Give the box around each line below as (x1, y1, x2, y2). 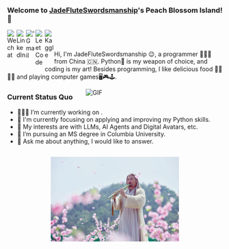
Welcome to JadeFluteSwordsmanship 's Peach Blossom (7, 5, 198, 15)
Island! (199, 5, 223, 15)
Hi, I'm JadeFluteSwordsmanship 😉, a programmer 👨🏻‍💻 (54, 50, 212, 58)
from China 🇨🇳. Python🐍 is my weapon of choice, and (54, 57, 208, 66)
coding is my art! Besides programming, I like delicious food (44, 65, 213, 73)
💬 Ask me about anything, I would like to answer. (16, 137, 154, 145)
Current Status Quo (7, 92, 73, 102)
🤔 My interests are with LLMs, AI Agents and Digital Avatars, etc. (16, 122, 198, 131)
